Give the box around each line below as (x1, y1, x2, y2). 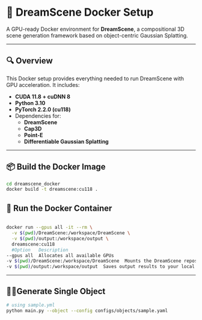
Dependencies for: (14, 112, 61, 120)
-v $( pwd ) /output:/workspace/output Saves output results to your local (6, 264, 195, 270)
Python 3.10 (14, 99, 46, 106)
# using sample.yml (6, 302, 55, 308)
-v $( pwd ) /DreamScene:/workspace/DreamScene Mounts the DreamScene (6, 258, 182, 264)
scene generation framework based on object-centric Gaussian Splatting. (6, 31, 188, 39)
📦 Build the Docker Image (6, 162, 106, 172)
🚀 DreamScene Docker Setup (6, 5, 154, 19)
